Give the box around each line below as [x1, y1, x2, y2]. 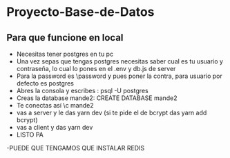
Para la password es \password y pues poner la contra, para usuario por [16, 72, 222, 80]
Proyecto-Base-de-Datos [6, 4, 155, 20]
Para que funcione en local [6, 32, 124, 43]
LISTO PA [16, 130, 44, 139]
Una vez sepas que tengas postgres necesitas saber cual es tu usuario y [16, 57, 224, 66]
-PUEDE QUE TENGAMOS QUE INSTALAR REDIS [6, 144, 145, 152]
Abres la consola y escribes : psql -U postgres [16, 87, 149, 95]
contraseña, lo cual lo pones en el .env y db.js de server [16, 65, 176, 72]
